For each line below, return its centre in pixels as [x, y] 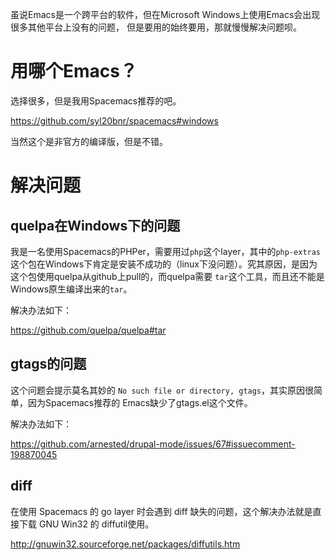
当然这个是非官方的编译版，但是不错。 [89, 141]
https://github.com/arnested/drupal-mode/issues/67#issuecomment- [153, 444]
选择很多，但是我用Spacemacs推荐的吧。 [96, 100]
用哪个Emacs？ [74, 71]
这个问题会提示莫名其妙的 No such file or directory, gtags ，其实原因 [158, 390]
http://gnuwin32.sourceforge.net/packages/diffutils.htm [125, 544]
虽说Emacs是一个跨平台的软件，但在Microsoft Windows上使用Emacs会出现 [165, 14]
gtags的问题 [48, 364]
